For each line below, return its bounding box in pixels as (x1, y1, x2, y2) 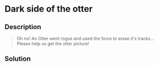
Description (4, 23, 41, 31)
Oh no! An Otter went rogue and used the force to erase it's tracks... (16, 35, 155, 41)
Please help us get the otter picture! (16, 41, 89, 47)
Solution (4, 55, 31, 63)
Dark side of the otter (4, 3, 93, 15)
